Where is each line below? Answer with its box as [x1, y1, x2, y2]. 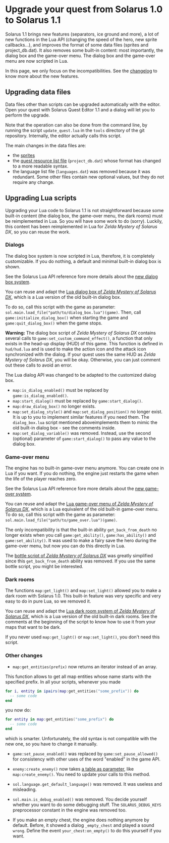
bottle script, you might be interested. [5, 564, 83, 570]
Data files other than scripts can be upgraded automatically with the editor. [5, 101, 161, 107]
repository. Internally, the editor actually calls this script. [5, 133, 122, 139]
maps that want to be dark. [5, 624, 62, 630]
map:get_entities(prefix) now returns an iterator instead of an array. [12, 663, 157, 669]
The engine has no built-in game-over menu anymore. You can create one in [5, 465, 164, 471]
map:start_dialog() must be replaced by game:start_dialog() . [12, 397, 143, 404]
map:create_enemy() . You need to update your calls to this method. [12, 771, 150, 777]
